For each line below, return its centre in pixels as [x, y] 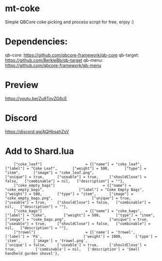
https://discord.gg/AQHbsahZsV [37, 131]
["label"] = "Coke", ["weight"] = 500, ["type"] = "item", [80, 215]
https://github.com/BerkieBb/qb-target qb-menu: [54, 60]
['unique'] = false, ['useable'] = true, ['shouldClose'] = [76, 245]
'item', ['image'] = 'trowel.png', [47, 241]
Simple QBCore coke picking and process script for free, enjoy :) [70, 22]
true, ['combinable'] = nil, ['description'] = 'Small [72, 249]
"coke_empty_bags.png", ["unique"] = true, [68, 198]
